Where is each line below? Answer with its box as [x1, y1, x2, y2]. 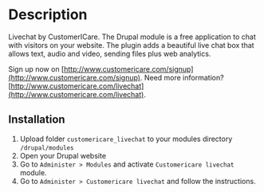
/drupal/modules [19, 143, 74, 152]
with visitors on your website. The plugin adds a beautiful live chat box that [8, 40, 254, 49]
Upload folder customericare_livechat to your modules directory [19, 134, 233, 143]
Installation [8, 113, 65, 127]
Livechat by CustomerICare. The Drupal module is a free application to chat [8, 32, 257, 41]
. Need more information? [140, 72, 225, 82]
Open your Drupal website [19, 151, 106, 160]
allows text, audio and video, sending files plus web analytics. [8, 49, 211, 58]
